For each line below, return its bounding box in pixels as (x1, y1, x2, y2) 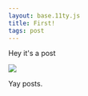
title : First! (8, 19, 56, 27)
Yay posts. (8, 79, 43, 89)
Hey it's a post (8, 49, 56, 58)
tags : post (8, 26, 45, 34)
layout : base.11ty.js (8, 11, 81, 20)
